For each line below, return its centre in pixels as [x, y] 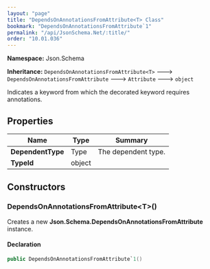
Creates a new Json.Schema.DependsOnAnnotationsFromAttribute [105, 221]
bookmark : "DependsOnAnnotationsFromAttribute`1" [80, 26]
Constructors [36, 187]
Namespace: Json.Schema [46, 58]
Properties [30, 121]
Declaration [24, 244]
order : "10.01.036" [35, 39]
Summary [132, 140]
